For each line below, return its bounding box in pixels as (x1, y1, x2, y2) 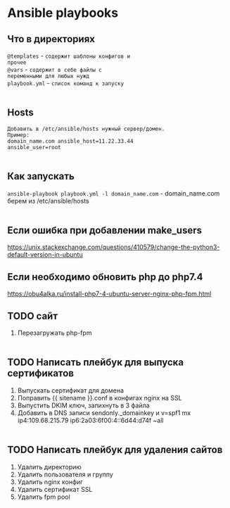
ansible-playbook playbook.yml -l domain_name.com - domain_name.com (7, 189, 220, 198)
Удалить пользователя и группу (17, 470, 114, 478)
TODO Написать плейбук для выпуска (7, 357, 184, 369)
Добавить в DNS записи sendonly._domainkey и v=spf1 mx (17, 408, 191, 417)
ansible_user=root (7, 144, 61, 151)
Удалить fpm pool (17, 493, 70, 501)
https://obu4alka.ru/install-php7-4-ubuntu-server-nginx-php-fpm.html (7, 290, 212, 298)
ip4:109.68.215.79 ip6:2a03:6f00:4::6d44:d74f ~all (17, 416, 164, 424)
